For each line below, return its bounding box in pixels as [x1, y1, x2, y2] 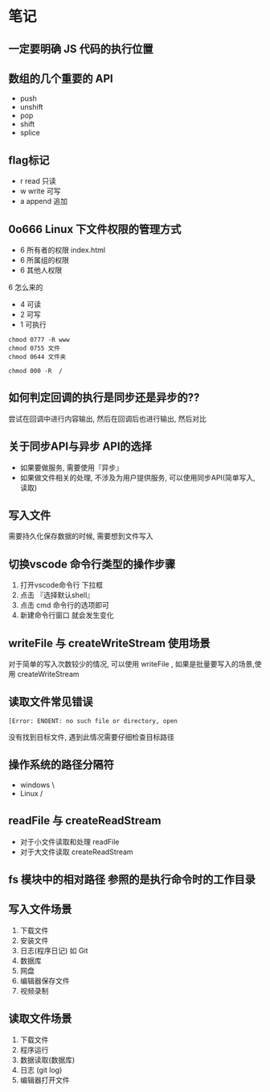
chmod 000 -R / [8, 367, 63, 376]
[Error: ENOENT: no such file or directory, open [8, 716, 178, 725]
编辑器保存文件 [19, 976, 70, 986]
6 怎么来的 [8, 283, 43, 293]
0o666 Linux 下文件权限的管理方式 [8, 222, 182, 236]
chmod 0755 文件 [8, 344, 60, 353]
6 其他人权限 [19, 265, 63, 275]
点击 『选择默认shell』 [19, 590, 95, 600]
